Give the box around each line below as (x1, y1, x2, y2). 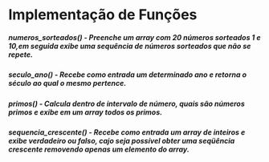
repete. (8, 50, 34, 59)
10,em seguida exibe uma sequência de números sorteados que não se (8, 41, 251, 51)
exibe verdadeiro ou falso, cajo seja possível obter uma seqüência (8, 136, 235, 145)
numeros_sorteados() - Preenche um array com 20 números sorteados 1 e (8, 32, 261, 42)
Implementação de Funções (8, 6, 198, 24)
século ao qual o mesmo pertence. (8, 79, 127, 88)
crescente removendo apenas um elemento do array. (8, 144, 190, 154)
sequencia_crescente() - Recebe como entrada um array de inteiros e (8, 127, 246, 137)
